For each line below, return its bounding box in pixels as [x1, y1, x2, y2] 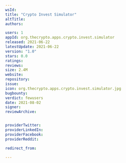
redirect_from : [5, 145, 37, 150]
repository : [5, 77, 30, 82]
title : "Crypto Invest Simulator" [5, 12, 77, 17]
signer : [5, 104, 21, 110]
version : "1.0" [5, 48, 37, 54]
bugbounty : [5, 90, 28, 95]
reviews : [5, 63, 23, 68]
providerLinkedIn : [5, 127, 43, 132]
